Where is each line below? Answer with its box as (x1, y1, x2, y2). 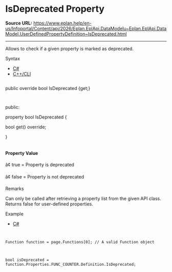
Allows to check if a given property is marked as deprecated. (5, 46, 134, 52)
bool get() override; (5, 124, 47, 130)
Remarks (5, 186, 24, 192)
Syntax (5, 55, 20, 61)
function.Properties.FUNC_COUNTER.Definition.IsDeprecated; (5, 262, 137, 267)
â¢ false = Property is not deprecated (5, 174, 84, 180)
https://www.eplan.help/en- (33, 20, 92, 26)
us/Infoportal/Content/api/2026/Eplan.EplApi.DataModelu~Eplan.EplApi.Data (5, 25, 167, 31)
